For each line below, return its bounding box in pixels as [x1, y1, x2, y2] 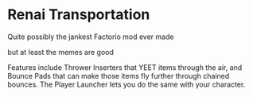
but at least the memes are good [7, 47, 115, 56]
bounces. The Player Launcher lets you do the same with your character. [7, 80, 246, 89]
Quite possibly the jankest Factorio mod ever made [7, 32, 174, 41]
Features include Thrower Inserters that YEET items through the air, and [7, 62, 243, 72]
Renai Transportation [7, 6, 150, 24]
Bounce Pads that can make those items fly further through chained [7, 71, 230, 80]
